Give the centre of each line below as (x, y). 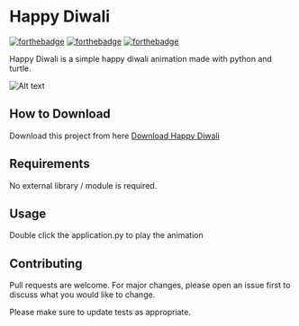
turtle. (20, 68)
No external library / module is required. (83, 185)
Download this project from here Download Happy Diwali (115, 136)
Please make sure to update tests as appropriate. (100, 313)
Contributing (46, 264)
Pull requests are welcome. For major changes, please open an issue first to (150, 286)
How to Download (60, 114)
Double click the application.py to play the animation (107, 235)
